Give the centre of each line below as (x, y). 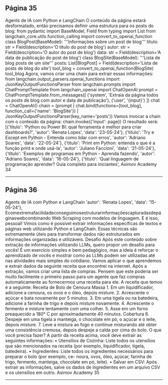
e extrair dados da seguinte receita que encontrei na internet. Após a (76, 266)
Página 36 (21, 190)
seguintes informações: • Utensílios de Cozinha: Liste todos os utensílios (80, 340)
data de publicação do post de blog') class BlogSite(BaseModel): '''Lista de (83, 58)
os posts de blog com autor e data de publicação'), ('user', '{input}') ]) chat (82, 100)
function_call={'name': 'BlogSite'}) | (42, 111)
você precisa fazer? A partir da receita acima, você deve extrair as (73, 335)
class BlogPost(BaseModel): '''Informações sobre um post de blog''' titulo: (82, 42)
